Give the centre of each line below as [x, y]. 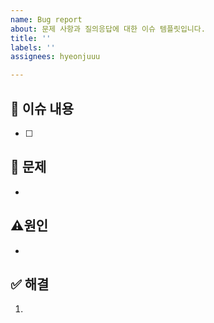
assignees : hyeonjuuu [55, 57]
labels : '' [33, 47]
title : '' [31, 38]
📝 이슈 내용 [42, 108]
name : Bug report [46, 19]
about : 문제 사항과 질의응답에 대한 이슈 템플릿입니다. [108, 29]
